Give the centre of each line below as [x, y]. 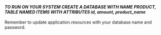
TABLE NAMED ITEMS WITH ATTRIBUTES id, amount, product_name [75, 12]
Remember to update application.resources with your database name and [78, 22]
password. [15, 27]
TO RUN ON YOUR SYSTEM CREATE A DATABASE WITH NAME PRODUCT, [80, 7]
